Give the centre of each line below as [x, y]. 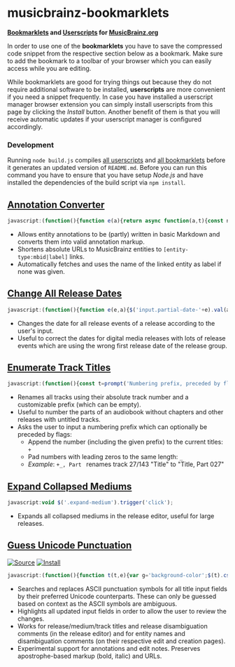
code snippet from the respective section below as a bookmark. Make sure [115, 53]
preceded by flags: [44, 435]
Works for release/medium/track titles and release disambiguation [112, 626]
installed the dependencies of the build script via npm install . [97, 183]
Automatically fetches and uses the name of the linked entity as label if [119, 264]
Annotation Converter [56, 205]
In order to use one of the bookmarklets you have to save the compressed [115, 46]
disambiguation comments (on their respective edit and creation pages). [121, 641]
